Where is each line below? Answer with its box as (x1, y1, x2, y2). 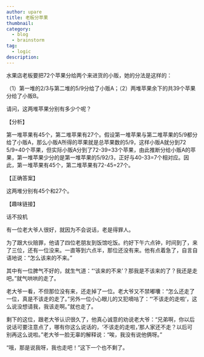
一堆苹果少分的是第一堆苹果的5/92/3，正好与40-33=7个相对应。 (22, 153, 184, 161)
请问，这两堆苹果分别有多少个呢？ (6, 105, 92, 113)
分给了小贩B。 (6, 92, 42, 99)
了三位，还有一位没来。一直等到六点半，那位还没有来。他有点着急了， (6, 246, 182, 254)
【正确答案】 (6, 174, 38, 181)
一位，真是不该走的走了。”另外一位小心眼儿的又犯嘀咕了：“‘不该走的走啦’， (6, 295, 192, 302)
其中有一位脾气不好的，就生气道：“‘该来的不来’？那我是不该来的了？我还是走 (6, 267, 198, 274)
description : (6, 54, 39, 60)
